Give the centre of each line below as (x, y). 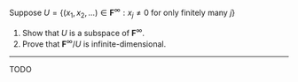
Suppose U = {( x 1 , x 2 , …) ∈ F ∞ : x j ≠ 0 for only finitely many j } (122, 13)
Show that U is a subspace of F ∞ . (83, 33)
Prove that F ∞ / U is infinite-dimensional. (94, 43)
